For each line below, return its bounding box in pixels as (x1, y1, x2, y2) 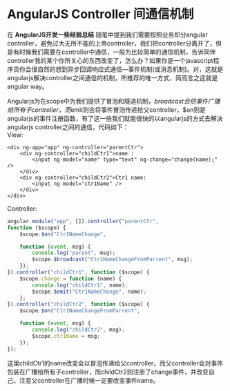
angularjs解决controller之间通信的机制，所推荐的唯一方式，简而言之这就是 (7, 73, 218, 82)
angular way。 (7, 82, 48, 90)
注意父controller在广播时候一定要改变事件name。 (19, 376, 160, 384)
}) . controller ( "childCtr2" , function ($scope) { (7, 301, 150, 308)
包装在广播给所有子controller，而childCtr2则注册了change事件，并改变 (7, 368, 209, 376)
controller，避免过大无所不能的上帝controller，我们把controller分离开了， (7, 39, 216, 47)
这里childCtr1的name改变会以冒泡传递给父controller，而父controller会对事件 (7, 359, 223, 367)
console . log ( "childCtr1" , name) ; (32, 281, 128, 289)
